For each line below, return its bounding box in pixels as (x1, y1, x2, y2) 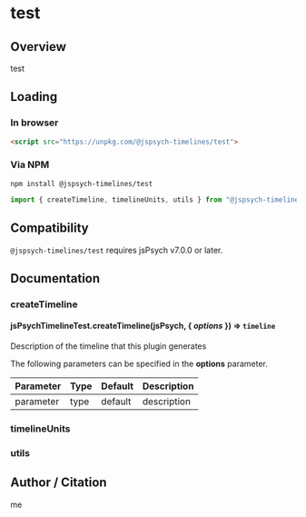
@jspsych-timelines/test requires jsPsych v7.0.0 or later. (10, 244, 223, 255)
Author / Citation (10, 475, 107, 491)
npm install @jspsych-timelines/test (10, 179, 153, 188)
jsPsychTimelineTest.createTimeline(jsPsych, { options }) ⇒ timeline (10, 321, 276, 332)
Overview (10, 39, 67, 55)
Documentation (10, 271, 101, 286)
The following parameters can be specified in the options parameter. (10, 358, 269, 370)
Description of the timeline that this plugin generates (10, 341, 207, 352)
